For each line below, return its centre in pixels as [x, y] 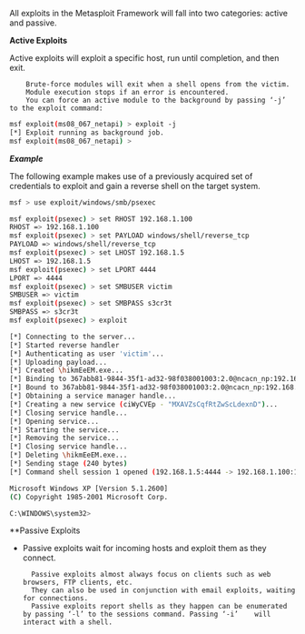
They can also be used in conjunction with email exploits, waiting [163, 590]
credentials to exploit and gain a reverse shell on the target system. [135, 186]
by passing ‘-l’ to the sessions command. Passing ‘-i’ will [147, 614]
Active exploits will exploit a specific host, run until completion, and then [144, 58]
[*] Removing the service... [64, 438]
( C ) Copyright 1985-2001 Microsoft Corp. [89, 497]
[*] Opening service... [54, 421]
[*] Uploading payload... [58, 362]
